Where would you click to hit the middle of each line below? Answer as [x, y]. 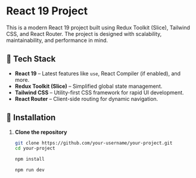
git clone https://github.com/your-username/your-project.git [94, 143]
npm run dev [29, 170]
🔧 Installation [31, 118]
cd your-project [35, 148]
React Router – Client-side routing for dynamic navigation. [86, 99]
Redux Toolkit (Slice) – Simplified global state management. [88, 86]
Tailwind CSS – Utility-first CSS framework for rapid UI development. [99, 92]
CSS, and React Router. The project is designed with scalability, [84, 33]
